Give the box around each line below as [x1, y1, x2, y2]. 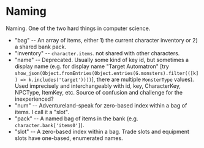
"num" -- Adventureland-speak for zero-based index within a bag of [14, 101, 187, 109]
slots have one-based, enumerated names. [14, 134, 123, 142]
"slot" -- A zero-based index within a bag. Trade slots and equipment [14, 128, 189, 135]
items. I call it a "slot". [14, 108, 70, 115]
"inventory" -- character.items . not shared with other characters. [14, 49, 180, 56]
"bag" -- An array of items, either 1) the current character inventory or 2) [14, 36, 198, 44]
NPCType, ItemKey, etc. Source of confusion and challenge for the [14, 88, 183, 96]
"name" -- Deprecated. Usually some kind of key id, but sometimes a [14, 56, 189, 63]
